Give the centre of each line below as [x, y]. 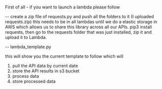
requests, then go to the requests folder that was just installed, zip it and [78, 32]
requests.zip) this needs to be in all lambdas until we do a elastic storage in [81, 22]
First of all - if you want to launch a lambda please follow [63, 7]
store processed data [34, 81]
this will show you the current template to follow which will [64, 56]
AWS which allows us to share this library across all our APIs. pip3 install [79, 27]
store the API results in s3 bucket [46, 71]
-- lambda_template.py [28, 47]
